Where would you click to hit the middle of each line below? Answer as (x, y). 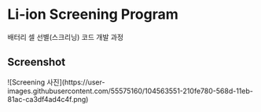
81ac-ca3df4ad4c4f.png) (48, 99)
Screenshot (37, 62)
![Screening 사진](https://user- (56, 82)
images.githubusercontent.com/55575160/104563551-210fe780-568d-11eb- (130, 91)
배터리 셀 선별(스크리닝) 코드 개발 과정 (65, 37)
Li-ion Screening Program (93, 14)
